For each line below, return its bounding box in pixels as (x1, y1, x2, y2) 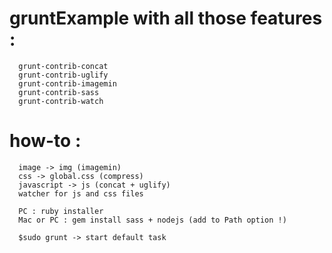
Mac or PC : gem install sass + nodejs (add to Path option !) (18, 215, 287, 225)
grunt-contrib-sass (18, 87, 100, 97)
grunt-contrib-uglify (18, 70, 109, 80)
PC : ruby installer (18, 206, 104, 216)
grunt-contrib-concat (18, 61, 109, 71)
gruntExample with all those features (9, 7, 323, 30)
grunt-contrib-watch (18, 96, 104, 106)
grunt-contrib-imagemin (18, 78, 117, 89)
